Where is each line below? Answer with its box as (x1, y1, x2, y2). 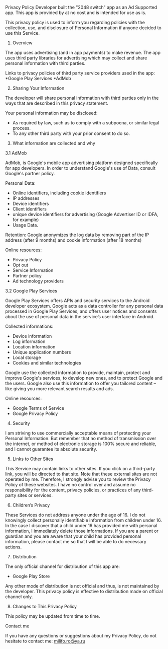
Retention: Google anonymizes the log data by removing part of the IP (5, 232, 149, 238)
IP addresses (12, 195, 40, 201)
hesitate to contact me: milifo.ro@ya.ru (5, 638, 85, 644)
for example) (12, 217, 39, 223)
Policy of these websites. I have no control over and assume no (5, 482, 136, 487)
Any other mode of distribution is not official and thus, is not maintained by (5, 583, 159, 589)
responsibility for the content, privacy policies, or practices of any (5, 487, 141, 493)
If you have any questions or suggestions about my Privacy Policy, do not (5, 633, 157, 638)
